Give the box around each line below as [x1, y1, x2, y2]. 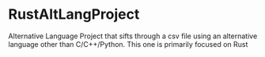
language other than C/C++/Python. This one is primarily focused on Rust [8, 39, 248, 48]
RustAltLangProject [8, 5, 140, 23]
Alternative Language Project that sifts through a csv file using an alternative [8, 31, 258, 41]
